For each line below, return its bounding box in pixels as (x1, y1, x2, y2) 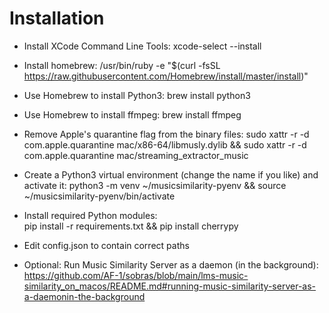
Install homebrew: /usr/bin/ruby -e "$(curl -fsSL (23, 59, 221, 71)
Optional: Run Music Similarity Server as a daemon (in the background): (23, 258, 319, 271)
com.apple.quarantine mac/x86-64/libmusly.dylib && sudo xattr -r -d (23, 138, 307, 151)
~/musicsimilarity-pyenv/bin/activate (23, 190, 176, 202)
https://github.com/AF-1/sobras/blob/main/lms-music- (23, 269, 249, 281)
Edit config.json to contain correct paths (23, 239, 190, 251)
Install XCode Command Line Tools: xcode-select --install (23, 40, 262, 52)
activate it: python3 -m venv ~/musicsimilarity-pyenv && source (23, 179, 287, 191)
